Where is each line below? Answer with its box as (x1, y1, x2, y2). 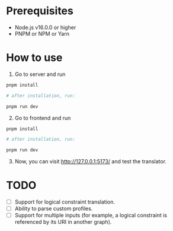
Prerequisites (6, 4, 74, 18)
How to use (6, 51, 63, 65)
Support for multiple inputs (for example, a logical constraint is (14, 212, 168, 219)
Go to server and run (14, 70, 66, 78)
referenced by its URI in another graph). (14, 219, 112, 226)
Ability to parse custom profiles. (14, 205, 93, 212)
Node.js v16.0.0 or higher (14, 24, 76, 31)
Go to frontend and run (14, 114, 71, 121)
